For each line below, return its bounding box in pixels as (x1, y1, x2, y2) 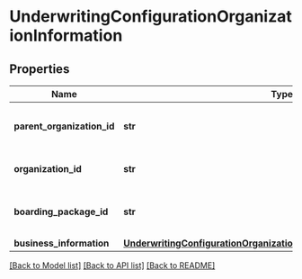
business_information (13, 237, 110, 249)
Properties (9, 61, 70, 76)
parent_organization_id (13, 120, 115, 132)
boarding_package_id (13, 205, 109, 218)
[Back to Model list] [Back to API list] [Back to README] (9, 260, 216, 271)
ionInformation (9, 25, 123, 46)
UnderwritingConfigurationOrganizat (9, 6, 292, 27)
